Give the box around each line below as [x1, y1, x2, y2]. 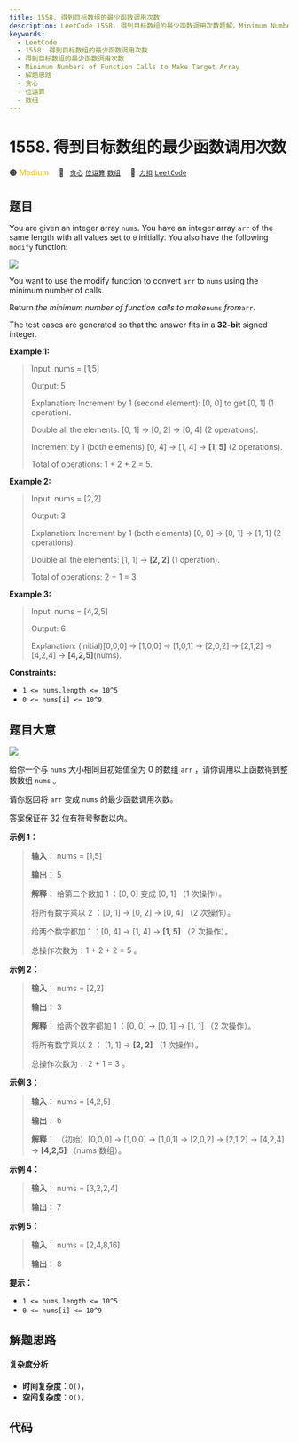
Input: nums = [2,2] [30, 493, 102, 504]
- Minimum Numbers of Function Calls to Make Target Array [17, 63, 240, 72]
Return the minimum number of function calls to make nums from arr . [9, 302, 255, 313]
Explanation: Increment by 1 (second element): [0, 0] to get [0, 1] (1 [30, 397, 275, 409]
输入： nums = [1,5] [30, 850, 103, 861]
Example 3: [9, 589, 51, 600]
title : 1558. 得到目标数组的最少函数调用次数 [9, 12, 161, 22]
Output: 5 [30, 381, 67, 391]
